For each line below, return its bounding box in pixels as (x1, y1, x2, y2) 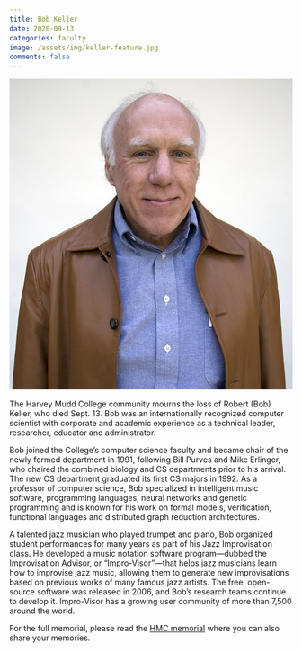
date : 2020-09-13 (9, 23, 75, 33)
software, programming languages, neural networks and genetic (9, 492, 247, 503)
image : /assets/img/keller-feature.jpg (9, 43, 159, 52)
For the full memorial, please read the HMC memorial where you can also (9, 622, 280, 633)
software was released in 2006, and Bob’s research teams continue (37, 585, 287, 597)
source (9, 585, 36, 597)
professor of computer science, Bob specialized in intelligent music (9, 482, 259, 494)
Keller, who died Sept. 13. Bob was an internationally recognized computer (9, 407, 285, 418)
